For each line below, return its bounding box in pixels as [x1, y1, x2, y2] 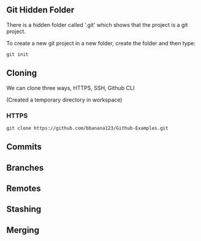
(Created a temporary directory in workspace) [6, 96, 123, 103]
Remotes [6, 184, 41, 194]
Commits [6, 142, 42, 152]
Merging [6, 224, 40, 235]
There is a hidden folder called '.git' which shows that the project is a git [6, 21, 188, 28]
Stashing [6, 204, 42, 215]
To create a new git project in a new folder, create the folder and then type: [6, 39, 196, 46]
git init [6, 51, 29, 57]
